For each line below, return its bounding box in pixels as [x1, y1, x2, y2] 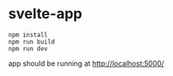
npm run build [8, 37, 56, 46]
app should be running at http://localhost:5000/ [8, 59, 165, 68]
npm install [8, 31, 48, 39]
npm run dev [8, 44, 48, 52]
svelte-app [8, 5, 82, 23]
